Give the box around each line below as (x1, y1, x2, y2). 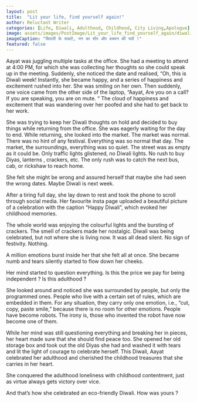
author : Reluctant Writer (6, 19, 69, 25)
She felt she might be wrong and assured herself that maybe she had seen (6, 174, 186, 181)
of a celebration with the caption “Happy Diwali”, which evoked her (6, 204, 168, 211)
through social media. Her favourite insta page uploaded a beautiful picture (6, 197, 188, 204)
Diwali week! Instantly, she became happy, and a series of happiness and (6, 76, 183, 83)
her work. (6, 107, 29, 114)
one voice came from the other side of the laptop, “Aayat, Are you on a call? (6, 89, 189, 96)
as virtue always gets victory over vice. (6, 378, 101, 385)
